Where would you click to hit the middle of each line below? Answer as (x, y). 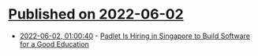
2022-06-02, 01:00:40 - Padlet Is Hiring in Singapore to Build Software (135, 36)
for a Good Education (54, 44)
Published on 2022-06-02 (96, 14)
